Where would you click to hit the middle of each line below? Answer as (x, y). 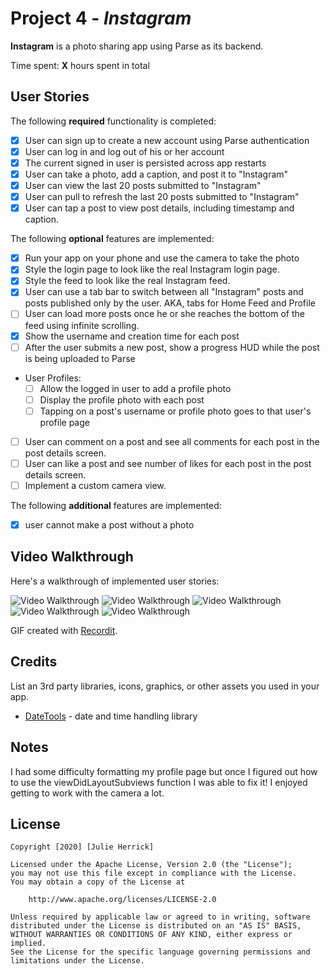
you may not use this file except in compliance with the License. (154, 873)
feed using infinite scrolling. (82, 325)
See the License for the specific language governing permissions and (160, 952)
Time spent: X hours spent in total (80, 65)
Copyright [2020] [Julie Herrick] (82, 847)
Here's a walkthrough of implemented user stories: (115, 581)
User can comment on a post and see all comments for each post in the (172, 441)
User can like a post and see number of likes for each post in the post (168, 463)
